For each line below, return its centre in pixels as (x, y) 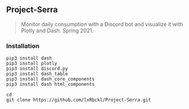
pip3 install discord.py (37, 69)
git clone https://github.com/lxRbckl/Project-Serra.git (79, 100)
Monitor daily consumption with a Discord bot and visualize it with (102, 24)
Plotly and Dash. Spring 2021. (57, 30)
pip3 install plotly (32, 64)
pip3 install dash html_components (51, 85)
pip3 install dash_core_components (51, 79)
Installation (23, 46)
